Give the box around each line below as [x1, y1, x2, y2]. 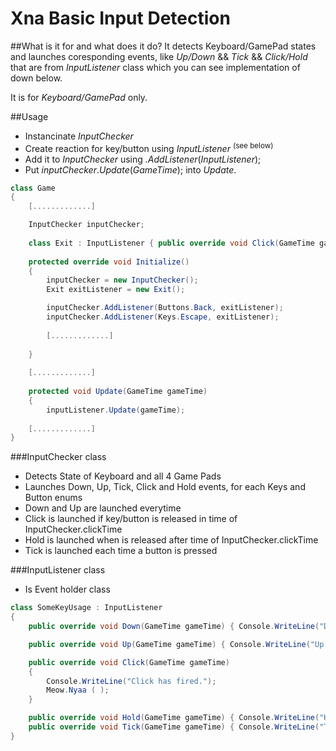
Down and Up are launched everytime [24, 502, 182, 514]
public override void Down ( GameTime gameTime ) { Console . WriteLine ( [28, 622, 320, 632]
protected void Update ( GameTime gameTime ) [28, 387, 208, 397]
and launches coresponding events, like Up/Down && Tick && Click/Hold [10, 50, 308, 62]
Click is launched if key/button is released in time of [24, 513, 238, 525]
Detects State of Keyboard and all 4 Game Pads [24, 470, 222, 482]
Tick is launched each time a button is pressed [24, 545, 218, 557]
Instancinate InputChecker [24, 130, 134, 142]
